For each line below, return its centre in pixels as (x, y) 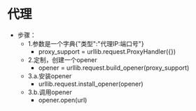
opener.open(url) (63, 100)
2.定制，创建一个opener (62, 59)
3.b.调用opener (50, 92)
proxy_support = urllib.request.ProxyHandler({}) (107, 51)
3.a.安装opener (50, 76)
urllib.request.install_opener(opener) (91, 84)
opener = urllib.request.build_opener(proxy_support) (114, 68)
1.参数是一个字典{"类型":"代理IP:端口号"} (86, 43)
